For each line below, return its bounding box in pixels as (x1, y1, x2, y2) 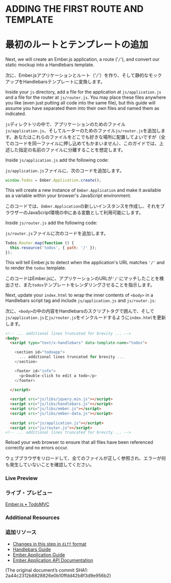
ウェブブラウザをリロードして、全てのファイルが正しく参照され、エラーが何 (5, 455, 166, 461)
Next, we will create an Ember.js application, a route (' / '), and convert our (5, 56, 160, 62)
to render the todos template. (5, 265, 66, 271)
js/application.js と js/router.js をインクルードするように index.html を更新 (5, 314, 166, 320)
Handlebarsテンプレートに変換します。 (22, 79, 106, 85)
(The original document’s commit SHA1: (5, 567, 88, 573)
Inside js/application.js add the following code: (5, 157, 109, 163)
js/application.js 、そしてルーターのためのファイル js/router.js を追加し (5, 127, 161, 134)
